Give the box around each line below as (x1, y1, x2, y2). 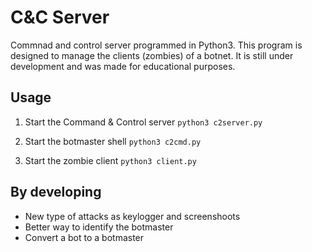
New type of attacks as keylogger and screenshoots (24, 210, 241, 222)
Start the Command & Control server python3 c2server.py (24, 116, 263, 128)
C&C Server (10, 6, 110, 29)
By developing (10, 184, 102, 201)
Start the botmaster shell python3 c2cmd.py (24, 135, 202, 147)
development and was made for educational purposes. (10, 60, 236, 72)
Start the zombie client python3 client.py (24, 154, 197, 166)
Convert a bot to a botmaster (24, 231, 145, 243)
